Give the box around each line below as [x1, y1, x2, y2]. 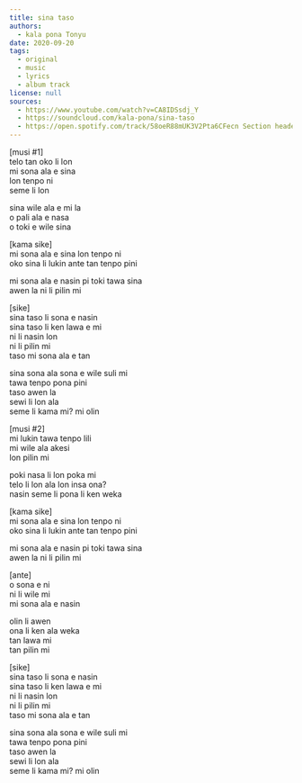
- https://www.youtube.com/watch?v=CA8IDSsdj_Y [17, 105, 200, 114]
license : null [9, 88, 63, 97]
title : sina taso [9, 13, 75, 22]
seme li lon [9, 185, 49, 195]
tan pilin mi [9, 644, 50, 655]
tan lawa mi [9, 635, 52, 645]
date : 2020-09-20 [9, 38, 75, 48]
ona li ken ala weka [9, 625, 80, 635]
